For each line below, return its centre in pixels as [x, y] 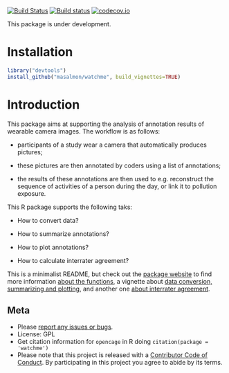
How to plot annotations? [53, 247]
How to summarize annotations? [63, 234]
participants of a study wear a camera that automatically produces [112, 145]
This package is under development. [59, 24]
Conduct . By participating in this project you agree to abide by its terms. [120, 363]
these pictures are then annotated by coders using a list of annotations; [119, 165]
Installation [40, 52]
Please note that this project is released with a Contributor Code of [112, 355]
